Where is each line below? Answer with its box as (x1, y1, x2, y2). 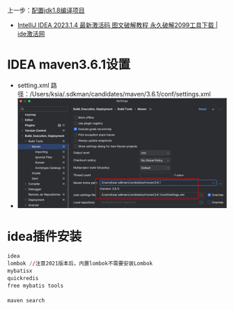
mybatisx (7, 267, 33, 274)
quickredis (7, 275, 39, 282)
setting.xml (17, 81, 50, 89)
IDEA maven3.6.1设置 (7, 57, 131, 73)
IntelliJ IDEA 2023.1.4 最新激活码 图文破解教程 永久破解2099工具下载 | (17, 21, 218, 29)
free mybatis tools (7, 282, 64, 289)
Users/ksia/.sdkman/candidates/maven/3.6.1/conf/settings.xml (31, 89, 211, 98)
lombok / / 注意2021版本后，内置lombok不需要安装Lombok (7, 260, 153, 267)
